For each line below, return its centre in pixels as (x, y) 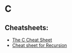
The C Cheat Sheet (32, 40)
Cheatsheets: (27, 28)
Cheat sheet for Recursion (39, 45)
